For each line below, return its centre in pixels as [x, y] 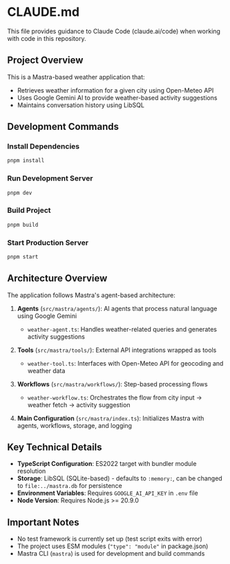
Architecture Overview [57, 278]
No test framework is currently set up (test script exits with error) [109, 539]
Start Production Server [48, 243]
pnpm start [23, 256]
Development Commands [63, 127]
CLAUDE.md [44, 12]
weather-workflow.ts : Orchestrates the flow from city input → [115, 397]
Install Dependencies [44, 147]
